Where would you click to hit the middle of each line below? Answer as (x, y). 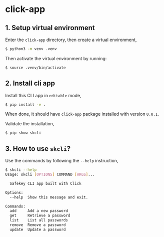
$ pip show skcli (23, 133)
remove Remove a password (38, 225)
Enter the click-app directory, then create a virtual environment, (71, 40)
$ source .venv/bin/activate (35, 68)
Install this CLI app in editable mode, (43, 95)
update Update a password (38, 229)
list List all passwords (39, 220)
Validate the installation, (30, 124)
